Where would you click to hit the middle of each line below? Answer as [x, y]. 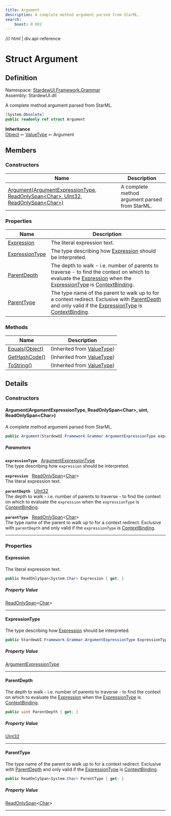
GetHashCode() [27, 357]
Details [17, 384]
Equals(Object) [26, 349]
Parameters [18, 447]
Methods [17, 327]
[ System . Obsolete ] [25, 115]
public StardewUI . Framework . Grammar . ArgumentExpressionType [70, 640]
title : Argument [22, 10]
